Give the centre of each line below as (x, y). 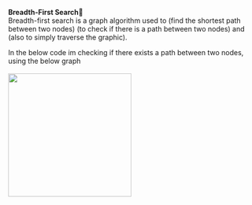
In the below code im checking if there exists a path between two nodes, (126, 52)
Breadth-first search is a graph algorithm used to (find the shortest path (125, 20)
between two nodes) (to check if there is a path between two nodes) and (127, 29)
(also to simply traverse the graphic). (68, 37)
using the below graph (44, 61)
